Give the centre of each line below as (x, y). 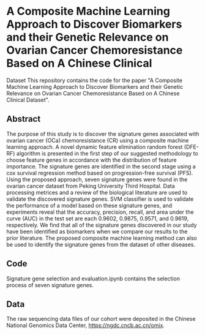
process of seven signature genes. (50, 285)
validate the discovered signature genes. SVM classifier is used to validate (100, 199)
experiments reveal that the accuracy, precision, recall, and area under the (100, 212)
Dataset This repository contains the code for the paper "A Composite (94, 80)
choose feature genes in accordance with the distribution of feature (91, 160)
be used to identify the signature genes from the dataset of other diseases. (101, 244)
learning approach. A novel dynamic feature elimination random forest (95, 147)
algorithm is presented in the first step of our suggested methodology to (107, 153)
